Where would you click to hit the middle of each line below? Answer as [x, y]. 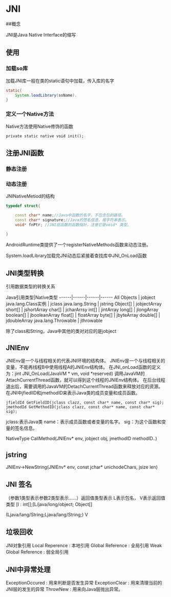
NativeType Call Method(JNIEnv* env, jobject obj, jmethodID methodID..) [82, 439]
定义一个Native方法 [30, 114]
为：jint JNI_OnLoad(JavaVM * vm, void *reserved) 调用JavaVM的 [75, 374]
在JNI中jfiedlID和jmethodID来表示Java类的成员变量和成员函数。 [73, 393]
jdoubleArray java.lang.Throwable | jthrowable [54, 321]
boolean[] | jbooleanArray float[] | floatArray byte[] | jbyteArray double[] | [83, 315]
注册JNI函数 [25, 153]
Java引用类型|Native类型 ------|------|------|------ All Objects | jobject [81, 297]
